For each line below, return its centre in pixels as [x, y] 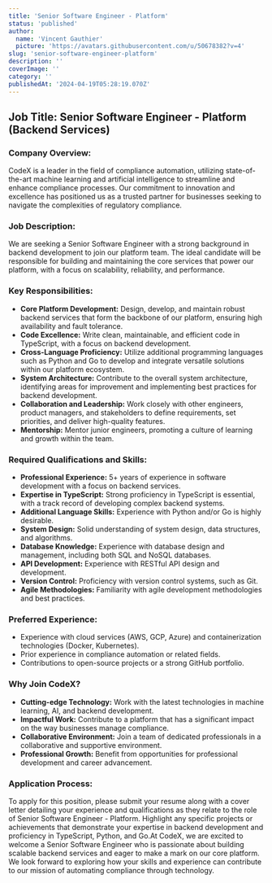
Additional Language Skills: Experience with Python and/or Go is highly [140, 512]
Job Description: [42, 226]
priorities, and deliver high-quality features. [93, 421]
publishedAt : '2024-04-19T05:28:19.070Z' [80, 84]
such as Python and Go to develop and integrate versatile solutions [132, 361]
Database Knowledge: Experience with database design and [122, 547]
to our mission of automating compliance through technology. [112, 870]
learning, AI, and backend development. [87, 710]
